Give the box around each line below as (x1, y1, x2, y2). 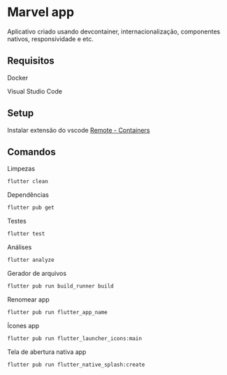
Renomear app (7, 295, 50, 304)
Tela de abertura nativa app (7, 347, 87, 356)
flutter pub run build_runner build (7, 282, 114, 290)
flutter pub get (7, 204, 54, 212)
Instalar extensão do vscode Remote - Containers (7, 126, 150, 134)
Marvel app (7, 4, 75, 20)
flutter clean (7, 178, 49, 185)
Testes (7, 217, 27, 226)
